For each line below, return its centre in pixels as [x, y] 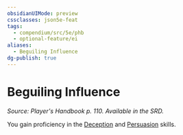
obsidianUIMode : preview [42, 13]
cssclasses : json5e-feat [42, 20]
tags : [15, 26]
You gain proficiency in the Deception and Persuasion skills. [91, 124]
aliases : [20, 45]
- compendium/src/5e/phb [49, 33]
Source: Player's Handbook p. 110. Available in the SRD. [86, 111]
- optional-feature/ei [46, 39]
